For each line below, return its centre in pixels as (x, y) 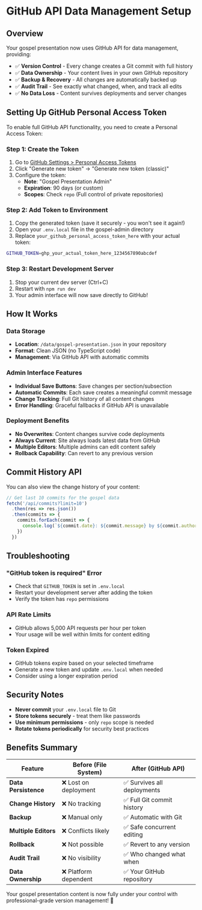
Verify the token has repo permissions (62, 599)
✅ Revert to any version (157, 844)
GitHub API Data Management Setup (99, 11)
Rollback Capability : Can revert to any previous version (84, 453)
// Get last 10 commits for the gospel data (63, 498)
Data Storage (26, 331)
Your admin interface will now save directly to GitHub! (81, 295)
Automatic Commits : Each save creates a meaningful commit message (103, 392)
